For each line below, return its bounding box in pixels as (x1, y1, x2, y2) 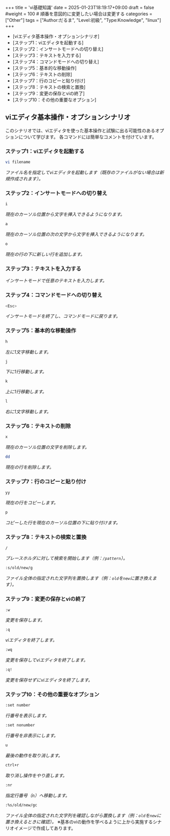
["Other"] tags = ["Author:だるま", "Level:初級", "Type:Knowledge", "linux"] (5, 17, 161, 23)
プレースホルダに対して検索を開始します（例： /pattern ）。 (5, 555, 128, 561)
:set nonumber (5, 723, 36, 728)
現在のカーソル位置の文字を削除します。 (5, 444, 90, 450)
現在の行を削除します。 (5, 464, 54, 471)
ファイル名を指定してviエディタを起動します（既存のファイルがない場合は (5, 169, 160, 175)
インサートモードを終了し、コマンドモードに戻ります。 (5, 313, 121, 319)
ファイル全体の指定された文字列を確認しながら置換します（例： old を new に (5, 812, 161, 818)
